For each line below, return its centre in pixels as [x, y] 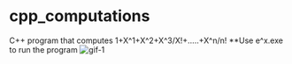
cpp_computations [80, 16]
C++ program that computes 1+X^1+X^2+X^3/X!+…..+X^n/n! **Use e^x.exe [146, 40]
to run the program [43, 49]
